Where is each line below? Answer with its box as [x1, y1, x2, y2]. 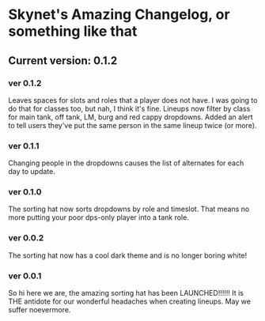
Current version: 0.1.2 [8, 54, 118, 67]
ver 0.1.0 [8, 187, 42, 198]
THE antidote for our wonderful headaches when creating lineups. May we [8, 296, 252, 306]
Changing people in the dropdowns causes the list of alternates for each [8, 158, 244, 168]
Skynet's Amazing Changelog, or [8, 6, 231, 24]
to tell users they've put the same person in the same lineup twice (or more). [8, 120, 257, 130]
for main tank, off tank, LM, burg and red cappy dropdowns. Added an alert [8, 112, 253, 122]
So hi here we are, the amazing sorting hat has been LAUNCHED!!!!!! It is [8, 289, 244, 298]
